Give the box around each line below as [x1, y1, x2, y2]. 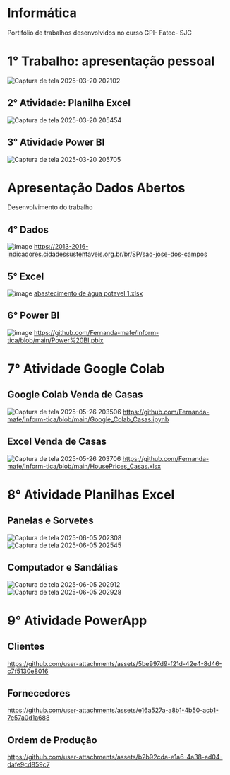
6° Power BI [7, 310, 60, 322]
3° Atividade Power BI [7, 136, 105, 148]
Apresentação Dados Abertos [7, 180, 186, 196]
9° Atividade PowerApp [7, 612, 147, 629]
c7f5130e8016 [7, 667, 49, 675]
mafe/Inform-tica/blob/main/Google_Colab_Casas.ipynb [7, 415, 169, 424]
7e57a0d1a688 [7, 713, 50, 722]
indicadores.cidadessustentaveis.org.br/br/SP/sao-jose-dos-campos [7, 250, 208, 259]
